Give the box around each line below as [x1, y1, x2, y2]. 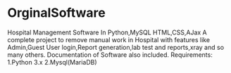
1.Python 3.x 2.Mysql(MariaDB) [7, 58, 97, 66]
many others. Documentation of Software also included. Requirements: [7, 51, 213, 59]
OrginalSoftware [7, 5, 106, 21]
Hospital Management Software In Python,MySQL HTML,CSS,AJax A [7, 28, 207, 36]
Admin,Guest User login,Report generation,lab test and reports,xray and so [7, 43, 224, 51]
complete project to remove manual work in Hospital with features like [7, 35, 210, 44]
